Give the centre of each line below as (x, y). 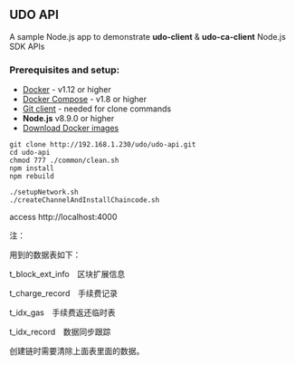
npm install (32, 168)
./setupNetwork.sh (44, 192)
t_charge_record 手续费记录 (63, 293)
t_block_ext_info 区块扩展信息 (67, 274)
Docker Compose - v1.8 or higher (85, 100)
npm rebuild (32, 177)
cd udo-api (30, 153)
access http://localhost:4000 (63, 217)
